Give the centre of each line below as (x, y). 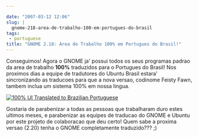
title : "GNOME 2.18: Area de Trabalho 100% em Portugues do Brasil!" (94, 44)
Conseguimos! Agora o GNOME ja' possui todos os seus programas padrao (98, 61)
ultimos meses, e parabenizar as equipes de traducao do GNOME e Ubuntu (98, 115)
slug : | (16, 22)
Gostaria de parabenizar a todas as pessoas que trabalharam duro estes (94, 109)
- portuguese (25, 39)
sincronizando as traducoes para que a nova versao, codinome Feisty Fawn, (99, 80)
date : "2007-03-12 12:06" (38, 17)
